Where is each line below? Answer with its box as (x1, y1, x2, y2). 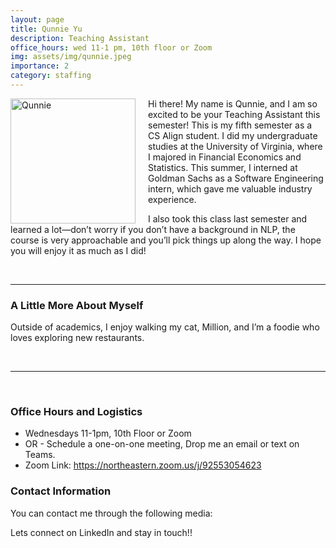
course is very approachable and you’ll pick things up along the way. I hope (10, 234, 322, 246)
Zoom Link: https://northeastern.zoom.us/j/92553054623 (24, 459, 262, 471)
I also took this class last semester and (148, 212, 308, 225)
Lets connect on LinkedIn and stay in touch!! (10, 526, 193, 538)
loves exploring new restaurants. (10, 332, 145, 344)
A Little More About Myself (10, 298, 144, 312)
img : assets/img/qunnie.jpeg (10, 52, 132, 62)
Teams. (24, 449, 56, 461)
